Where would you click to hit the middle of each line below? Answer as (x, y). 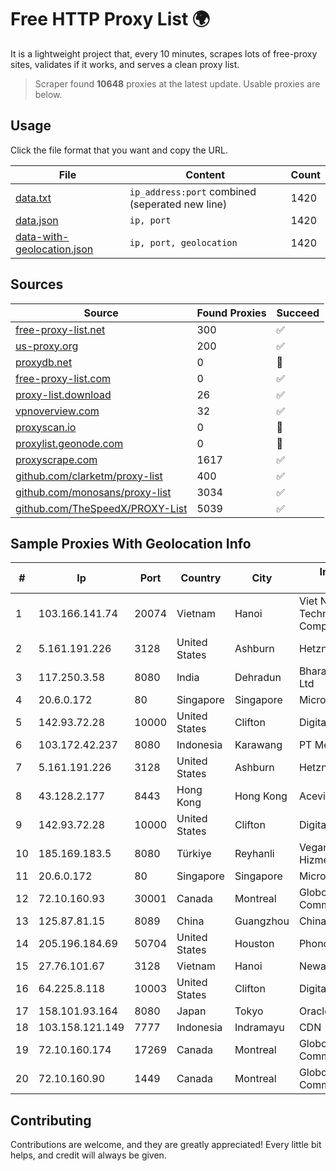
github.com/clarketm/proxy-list (89, 476)
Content (205, 174)
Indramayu (259, 1028)
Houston (254, 944)
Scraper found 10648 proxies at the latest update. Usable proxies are (177, 83)
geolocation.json (54, 249)
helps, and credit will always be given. (88, 1155)
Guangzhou (262, 921)
